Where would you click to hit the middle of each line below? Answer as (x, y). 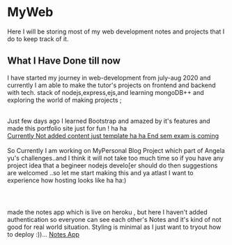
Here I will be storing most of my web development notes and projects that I (116, 31)
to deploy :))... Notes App (44, 234)
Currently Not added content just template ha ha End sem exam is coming (113, 135)
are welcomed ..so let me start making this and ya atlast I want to (100, 172)
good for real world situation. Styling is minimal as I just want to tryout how (114, 227)
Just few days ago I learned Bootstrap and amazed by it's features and (109, 121)
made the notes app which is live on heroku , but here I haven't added (107, 212)
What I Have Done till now (64, 61)
